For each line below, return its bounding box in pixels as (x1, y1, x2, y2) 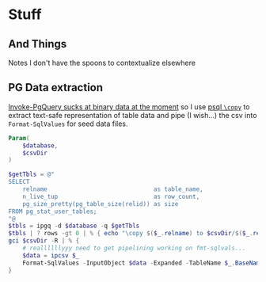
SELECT (8, 178, 30, 186)
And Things (8, 37, 67, 51)
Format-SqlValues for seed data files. (8, 119, 128, 128)
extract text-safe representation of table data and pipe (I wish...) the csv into (8, 110, 257, 120)
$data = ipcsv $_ (22, 251, 80, 259)
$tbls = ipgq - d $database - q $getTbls (8, 222, 140, 231)
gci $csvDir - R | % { (8, 237, 80, 245)
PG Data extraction (8, 81, 104, 94)
